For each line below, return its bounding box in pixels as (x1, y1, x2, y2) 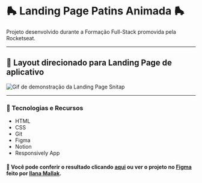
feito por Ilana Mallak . (6, 169, 62, 177)
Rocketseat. (6, 34, 36, 42)
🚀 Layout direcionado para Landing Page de (6, 58, 173, 68)
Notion (14, 143, 32, 150)
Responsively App (14, 149, 60, 157)
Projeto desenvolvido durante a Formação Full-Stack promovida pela (6, 28, 176, 36)
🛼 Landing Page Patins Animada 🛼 (6, 4, 185, 18)
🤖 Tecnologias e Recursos (6, 104, 84, 112)
